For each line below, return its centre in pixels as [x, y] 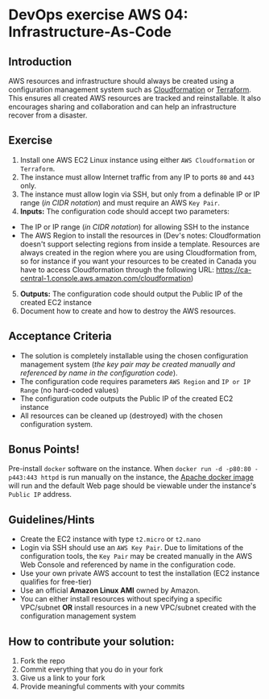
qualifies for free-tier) [56, 582]
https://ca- [234, 269]
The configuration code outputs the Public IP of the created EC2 [126, 398]
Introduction [40, 62]
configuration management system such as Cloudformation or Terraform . [130, 89]
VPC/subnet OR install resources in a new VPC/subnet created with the [138, 608]
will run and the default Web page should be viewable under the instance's [132, 486]
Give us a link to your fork [62, 678]
